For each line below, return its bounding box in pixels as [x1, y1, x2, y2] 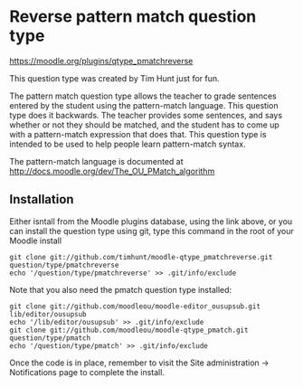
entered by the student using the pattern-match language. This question [9, 99, 279, 110]
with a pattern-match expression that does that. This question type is [9, 128, 267, 139]
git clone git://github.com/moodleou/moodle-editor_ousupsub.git [9, 301, 260, 311]
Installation [9, 192, 74, 207]
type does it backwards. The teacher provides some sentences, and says [9, 109, 283, 120]
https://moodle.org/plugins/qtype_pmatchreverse [9, 55, 194, 66]
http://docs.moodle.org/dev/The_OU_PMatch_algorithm [9, 165, 215, 176]
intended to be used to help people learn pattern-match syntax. [9, 138, 246, 149]
